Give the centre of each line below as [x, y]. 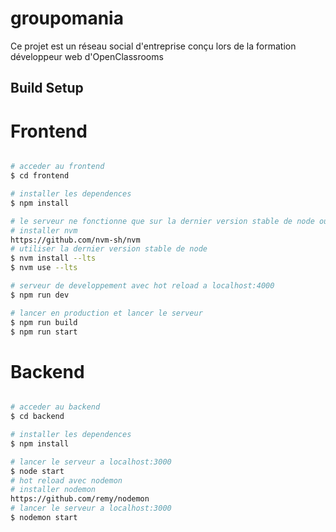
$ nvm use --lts [44, 268]
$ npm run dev [40, 295]
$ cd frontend [40, 176]
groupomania [67, 18]
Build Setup [47, 88]
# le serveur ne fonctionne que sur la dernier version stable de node [162, 221]
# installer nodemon [53, 490]
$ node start [37, 471]
